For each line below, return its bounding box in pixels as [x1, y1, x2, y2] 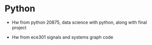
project [11, 24, 27, 30]
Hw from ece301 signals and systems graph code [11, 34, 114, 40]
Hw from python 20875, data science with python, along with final [11, 19, 147, 25]
